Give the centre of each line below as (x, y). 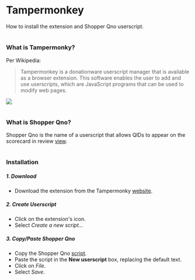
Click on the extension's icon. (50, 219)
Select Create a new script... (49, 225)
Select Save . (30, 272)
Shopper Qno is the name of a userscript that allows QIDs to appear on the (96, 135)
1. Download (21, 176)
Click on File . (30, 266)
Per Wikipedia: (24, 60)
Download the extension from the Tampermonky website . (83, 191)
